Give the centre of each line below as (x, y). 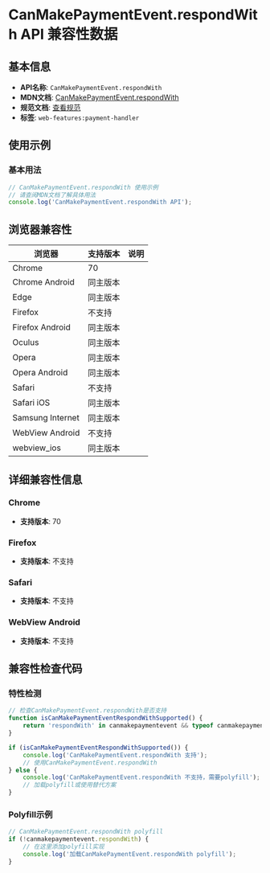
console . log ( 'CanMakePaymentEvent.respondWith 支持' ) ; (115, 755)
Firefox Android (41, 327)
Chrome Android (43, 282)
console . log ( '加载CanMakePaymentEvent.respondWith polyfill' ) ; (130, 854)
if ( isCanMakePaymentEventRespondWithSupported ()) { (98, 748)
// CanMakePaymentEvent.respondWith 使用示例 (84, 187)
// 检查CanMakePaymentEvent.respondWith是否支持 (88, 711)
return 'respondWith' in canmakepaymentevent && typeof (119, 726)
